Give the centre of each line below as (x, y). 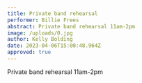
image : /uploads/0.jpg (40, 33)
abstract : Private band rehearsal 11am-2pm (71, 26)
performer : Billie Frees (43, 20)
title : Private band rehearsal (53, 13)
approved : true (29, 53)
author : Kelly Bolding (40, 39)
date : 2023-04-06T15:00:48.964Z (54, 46)
